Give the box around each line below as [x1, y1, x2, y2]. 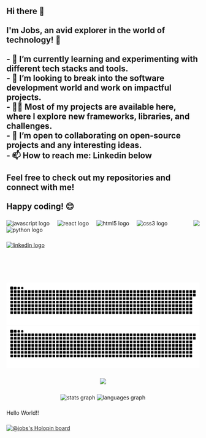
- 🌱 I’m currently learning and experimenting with [6, 54, 198, 64]
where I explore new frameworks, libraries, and [6, 111, 190, 122]
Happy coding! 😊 [6, 202, 75, 212]
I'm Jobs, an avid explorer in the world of [6, 25, 166, 36]
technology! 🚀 [6, 35, 61, 45]
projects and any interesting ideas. [6, 140, 142, 151]
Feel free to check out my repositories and [6, 173, 171, 183]
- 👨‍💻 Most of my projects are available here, [6, 102, 177, 112]
